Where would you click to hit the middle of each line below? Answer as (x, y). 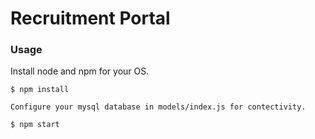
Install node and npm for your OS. (80, 71)
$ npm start (35, 125)
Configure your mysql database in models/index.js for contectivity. (158, 107)
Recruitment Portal (90, 18)
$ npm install (40, 90)
